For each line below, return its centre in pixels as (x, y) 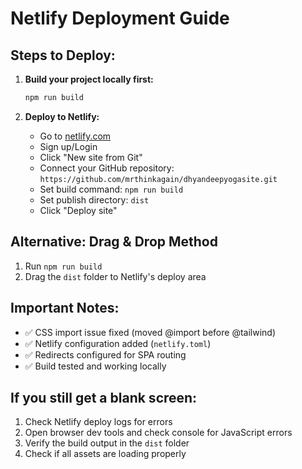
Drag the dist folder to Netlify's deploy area (115, 276)
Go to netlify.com (75, 136)
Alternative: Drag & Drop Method (114, 242)
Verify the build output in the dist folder (107, 443)
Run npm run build (63, 266)
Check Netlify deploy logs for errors (98, 422)
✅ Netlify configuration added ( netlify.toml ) (118, 343)
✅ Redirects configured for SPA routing (105, 354)
